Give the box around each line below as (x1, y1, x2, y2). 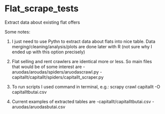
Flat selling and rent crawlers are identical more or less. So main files (11, 58, 152, 64)
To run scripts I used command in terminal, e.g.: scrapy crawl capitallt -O (11, 83, 161, 89)
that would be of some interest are (11, 64, 82, 70)
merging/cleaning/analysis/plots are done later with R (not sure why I (11, 43, 153, 49)
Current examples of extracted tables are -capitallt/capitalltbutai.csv (11, 98, 151, 104)
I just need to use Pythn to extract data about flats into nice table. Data (11, 38, 156, 44)
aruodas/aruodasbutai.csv (11, 104, 66, 110)
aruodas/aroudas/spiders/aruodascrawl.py (11, 69, 99, 75)
